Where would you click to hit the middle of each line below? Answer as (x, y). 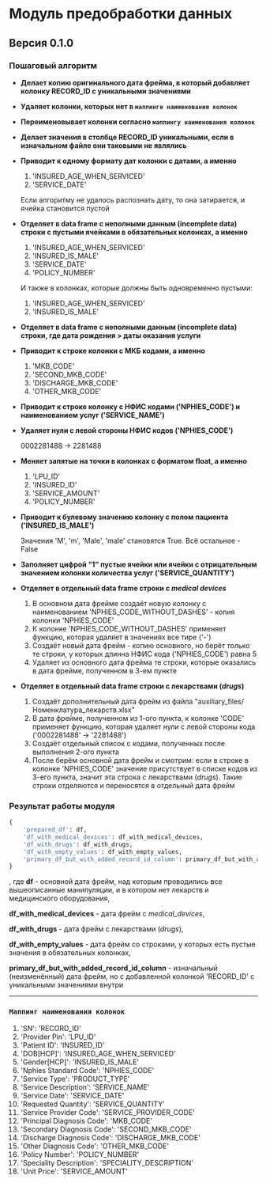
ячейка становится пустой (65, 208)
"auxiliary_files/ (219, 701)
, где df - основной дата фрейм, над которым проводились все (116, 882)
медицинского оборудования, (60, 898)
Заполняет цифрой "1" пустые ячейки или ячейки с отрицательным (139, 564)
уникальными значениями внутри (66, 985)
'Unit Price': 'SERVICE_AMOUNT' (74, 1171)
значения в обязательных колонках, (70, 953)
